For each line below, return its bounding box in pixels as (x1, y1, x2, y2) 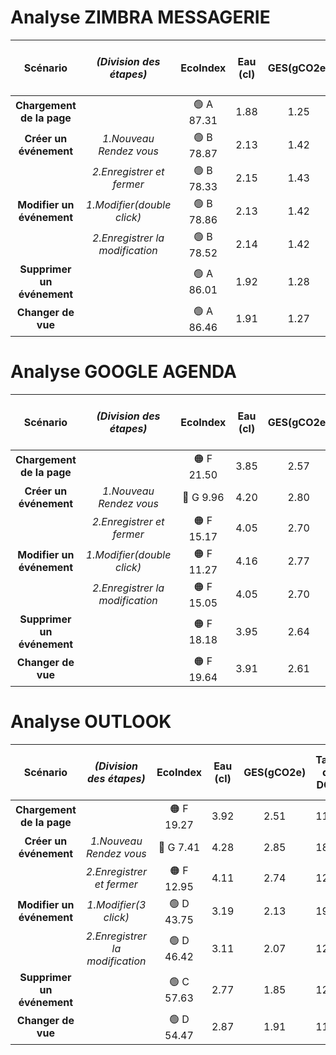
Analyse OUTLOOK (10, 711, 172, 733)
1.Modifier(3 (86, 898, 147, 912)
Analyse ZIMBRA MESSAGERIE (10, 6, 271, 29)
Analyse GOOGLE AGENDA (10, 361, 238, 383)
